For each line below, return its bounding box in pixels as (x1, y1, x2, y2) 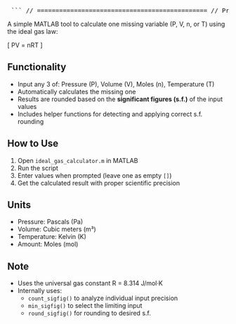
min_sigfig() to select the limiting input (27, 302, 143, 310)
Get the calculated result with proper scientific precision (17, 179, 181, 187)
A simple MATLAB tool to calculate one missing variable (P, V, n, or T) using (7, 20, 225, 28)
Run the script (17, 164, 58, 172)
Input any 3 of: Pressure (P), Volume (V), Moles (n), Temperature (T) (17, 79, 215, 88)
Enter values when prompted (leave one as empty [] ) (17, 171, 172, 179)
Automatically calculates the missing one (17, 87, 136, 96)
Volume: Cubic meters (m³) (17, 225, 96, 233)
